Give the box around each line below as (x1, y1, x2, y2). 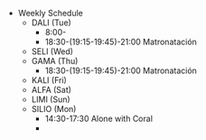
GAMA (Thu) (31, 56, 79, 66)
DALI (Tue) (31, 17, 72, 28)
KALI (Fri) (31, 75, 68, 85)
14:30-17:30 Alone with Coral (44, 113, 154, 124)
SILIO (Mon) (31, 104, 77, 114)
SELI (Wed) (31, 46, 74, 57)
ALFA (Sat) (31, 85, 72, 95)
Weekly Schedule (17, 8, 83, 18)
